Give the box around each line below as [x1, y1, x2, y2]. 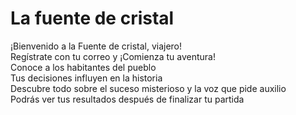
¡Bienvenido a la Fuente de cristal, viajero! [10, 40, 183, 52]
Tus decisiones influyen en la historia [10, 72, 163, 84]
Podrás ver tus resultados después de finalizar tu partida [10, 93, 245, 105]
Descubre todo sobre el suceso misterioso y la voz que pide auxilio [10, 82, 287, 94]
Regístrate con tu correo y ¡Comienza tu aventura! [10, 50, 216, 62]
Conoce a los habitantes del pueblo [10, 61, 157, 73]
